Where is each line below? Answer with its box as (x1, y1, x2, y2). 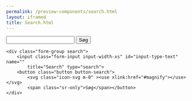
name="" (6, 59, 25, 65)
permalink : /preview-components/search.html (6, 8, 118, 15)
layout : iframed (6, 14, 46, 20)
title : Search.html (6, 19, 54, 25)
